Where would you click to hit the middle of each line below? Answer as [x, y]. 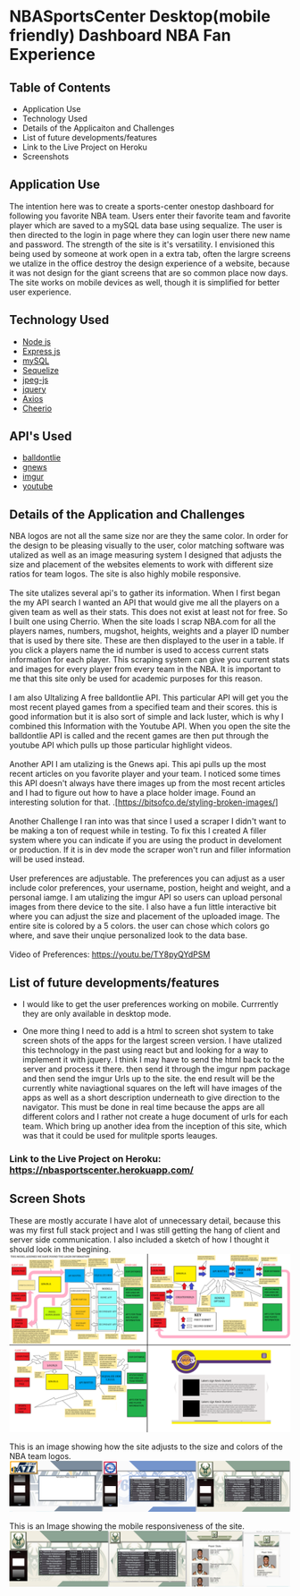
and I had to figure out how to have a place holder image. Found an [133, 793]
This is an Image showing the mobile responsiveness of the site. [127, 1526]
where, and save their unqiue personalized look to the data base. [129, 935]
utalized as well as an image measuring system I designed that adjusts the [146, 555]
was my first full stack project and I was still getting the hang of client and [145, 1230]
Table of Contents [60, 87]
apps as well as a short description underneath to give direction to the [151, 1097]
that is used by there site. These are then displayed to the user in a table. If [147, 641]
